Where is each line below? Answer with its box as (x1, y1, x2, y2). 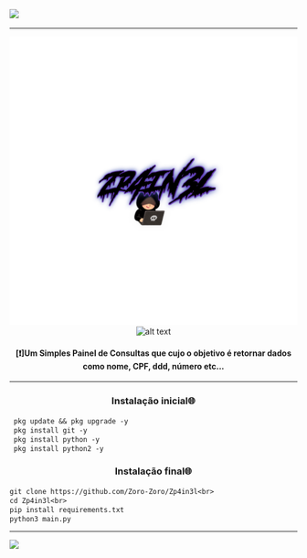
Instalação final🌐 (114, 465, 193, 478)
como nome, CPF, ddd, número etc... (82, 360, 225, 371)
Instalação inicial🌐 (111, 394, 196, 407)
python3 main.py (9, 514, 71, 523)
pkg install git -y (13, 425, 89, 435)
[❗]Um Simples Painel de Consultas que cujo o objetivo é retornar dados (15, 348, 292, 359)
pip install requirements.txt (9, 505, 125, 514)
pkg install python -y (13, 435, 101, 444)
